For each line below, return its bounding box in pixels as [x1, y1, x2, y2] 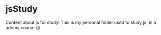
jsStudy [5, 3, 38, 15]
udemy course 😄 [5, 24, 41, 30]
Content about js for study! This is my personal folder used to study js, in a [5, 19, 157, 25]
